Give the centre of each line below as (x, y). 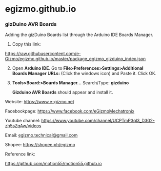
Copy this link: (26, 44)
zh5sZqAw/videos (23, 126)
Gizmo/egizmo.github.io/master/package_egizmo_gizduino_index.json (75, 59)
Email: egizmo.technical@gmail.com (41, 135)
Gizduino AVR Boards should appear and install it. (62, 92)
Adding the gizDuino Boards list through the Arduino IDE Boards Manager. (79, 35)
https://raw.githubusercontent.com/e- (43, 54)
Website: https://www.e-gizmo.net (40, 102)
